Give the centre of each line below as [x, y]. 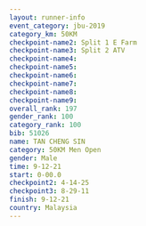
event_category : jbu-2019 [57, 26]
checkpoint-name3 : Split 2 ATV [67, 51]
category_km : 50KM [43, 34]
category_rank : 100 [45, 125]
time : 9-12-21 [36, 166]
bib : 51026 [29, 133]
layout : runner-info [48, 17]
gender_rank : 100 [41, 117]
